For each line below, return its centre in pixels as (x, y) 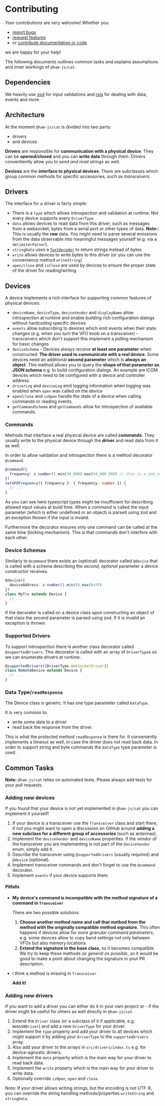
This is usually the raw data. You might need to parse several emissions (85, 234)
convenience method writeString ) (47, 260)
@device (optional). (31, 860)
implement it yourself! (27, 814)
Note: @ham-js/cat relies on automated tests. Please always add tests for (79, 780)
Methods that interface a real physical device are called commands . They (80, 435)
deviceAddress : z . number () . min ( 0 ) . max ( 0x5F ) (56, 585)
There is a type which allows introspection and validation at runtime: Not (85, 213)
